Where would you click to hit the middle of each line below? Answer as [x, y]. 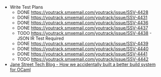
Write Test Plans [26, 7]
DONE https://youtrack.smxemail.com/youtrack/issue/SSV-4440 [83, 49]
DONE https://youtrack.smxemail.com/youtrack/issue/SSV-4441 [82, 54]
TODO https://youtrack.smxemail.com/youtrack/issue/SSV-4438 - [84, 33]
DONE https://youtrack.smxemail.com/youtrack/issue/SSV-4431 [82, 17]
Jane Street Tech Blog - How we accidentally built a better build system [83, 64]
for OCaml [20, 70]
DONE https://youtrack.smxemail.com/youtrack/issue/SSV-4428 [83, 12]
